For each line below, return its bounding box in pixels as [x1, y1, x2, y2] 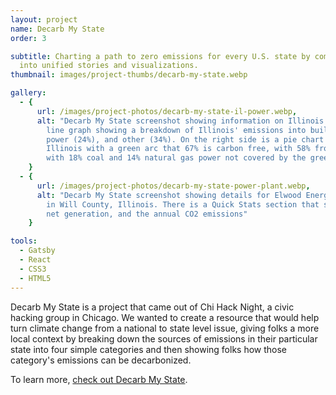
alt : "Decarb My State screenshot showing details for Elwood [36, 190, 302, 200]
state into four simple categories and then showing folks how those [10, 343, 288, 355]
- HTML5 [19, 273, 52, 283]
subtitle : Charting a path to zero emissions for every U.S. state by [10, 51, 311, 61]
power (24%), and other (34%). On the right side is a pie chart [46, 134, 325, 145]
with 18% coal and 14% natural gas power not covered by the [46, 153, 307, 163]
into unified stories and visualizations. [19, 61, 199, 71]
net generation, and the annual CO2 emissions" [46, 209, 248, 219]
